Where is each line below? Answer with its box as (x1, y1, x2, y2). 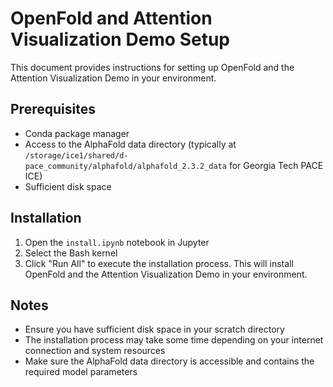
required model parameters (24, 366, 138, 378)
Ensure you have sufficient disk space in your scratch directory (24, 323, 285, 336)
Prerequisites (10, 101, 96, 118)
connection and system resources (24, 345, 166, 357)
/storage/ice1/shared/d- (24, 150, 129, 161)
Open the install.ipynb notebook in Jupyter (24, 236, 210, 248)
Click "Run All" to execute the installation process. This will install (24, 257, 294, 269)
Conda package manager (24, 127, 130, 139)
